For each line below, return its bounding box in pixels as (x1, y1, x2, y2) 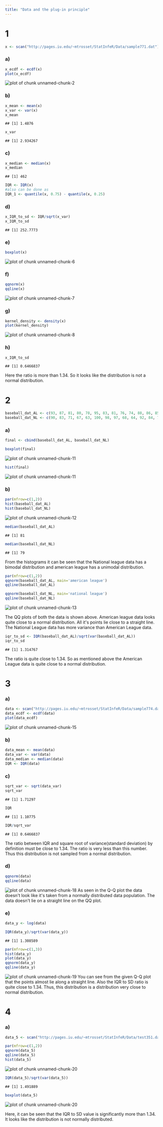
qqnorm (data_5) (5, 1048, 36, 1053)
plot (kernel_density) (5, 323, 49, 328)
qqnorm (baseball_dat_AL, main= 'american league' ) (5, 578, 108, 583)
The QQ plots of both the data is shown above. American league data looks (5, 614, 155, 620)
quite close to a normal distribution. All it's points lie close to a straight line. (5, 619, 155, 625)
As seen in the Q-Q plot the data (77, 887, 142, 893)
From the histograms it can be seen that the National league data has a (5, 559, 147, 565)
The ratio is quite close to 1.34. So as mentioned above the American (5, 656, 142, 662)
